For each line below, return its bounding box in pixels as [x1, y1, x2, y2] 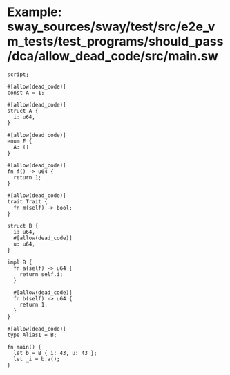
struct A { [7, 107, 39, 114]
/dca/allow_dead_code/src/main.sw [7, 48, 219, 64]
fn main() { [7, 343, 41, 350]
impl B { [7, 259, 32, 266]
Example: [7, 4, 62, 20]
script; [7, 71, 30, 78]
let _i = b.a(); [13, 356, 60, 363]
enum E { [7, 138, 32, 145]
